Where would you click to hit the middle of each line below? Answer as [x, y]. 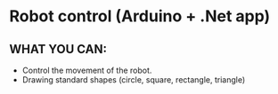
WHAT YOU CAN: [58, 49]
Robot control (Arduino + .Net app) [140, 16]
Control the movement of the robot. [87, 70]
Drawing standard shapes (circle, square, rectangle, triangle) [134, 80]
